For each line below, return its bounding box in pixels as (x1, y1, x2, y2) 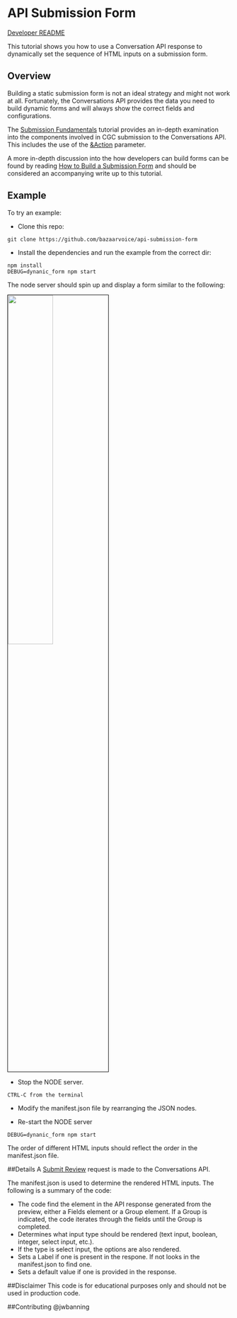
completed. (17, 1222, 51, 1231)
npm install (7, 262, 42, 269)
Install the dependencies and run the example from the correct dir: (17, 248, 212, 256)
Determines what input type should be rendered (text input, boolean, (17, 1230, 218, 1238)
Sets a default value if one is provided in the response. (17, 1267, 177, 1276)
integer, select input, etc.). (17, 1237, 94, 1246)
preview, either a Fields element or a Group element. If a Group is (17, 1207, 207, 1215)
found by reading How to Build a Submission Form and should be (7, 161, 197, 170)
